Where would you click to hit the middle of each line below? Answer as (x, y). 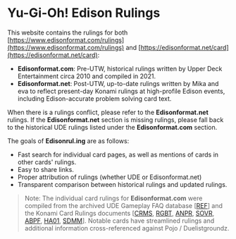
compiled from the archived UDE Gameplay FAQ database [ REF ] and (124, 205)
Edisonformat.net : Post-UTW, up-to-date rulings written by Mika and (118, 83)
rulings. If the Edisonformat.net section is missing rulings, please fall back (116, 119)
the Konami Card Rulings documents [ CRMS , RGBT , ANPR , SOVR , (119, 213)
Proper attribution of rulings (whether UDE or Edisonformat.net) (110, 177)
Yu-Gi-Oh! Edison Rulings (84, 13)
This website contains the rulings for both (68, 32)
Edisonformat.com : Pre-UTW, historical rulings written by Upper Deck (120, 68)
